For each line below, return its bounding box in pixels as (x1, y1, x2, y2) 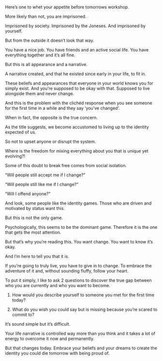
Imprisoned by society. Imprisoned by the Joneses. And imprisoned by (5, 23, 146, 29)
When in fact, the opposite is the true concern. (5, 115, 98, 120)
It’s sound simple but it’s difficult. (5, 321, 71, 327)
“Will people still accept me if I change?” (5, 172, 86, 178)
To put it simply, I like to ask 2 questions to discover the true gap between (5, 277, 152, 283)
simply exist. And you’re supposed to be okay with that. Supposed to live (5, 86, 150, 91)
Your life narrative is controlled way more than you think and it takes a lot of (5, 330, 156, 336)
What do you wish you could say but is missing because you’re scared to (12, 307, 158, 312)
